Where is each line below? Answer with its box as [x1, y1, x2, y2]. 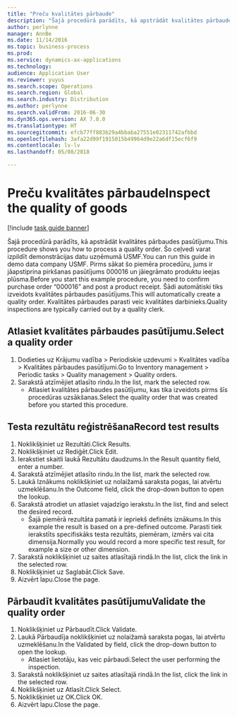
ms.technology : [7, 63, 52, 70]
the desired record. [17, 507, 74, 516]
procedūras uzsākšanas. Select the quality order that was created [28, 393, 218, 401]
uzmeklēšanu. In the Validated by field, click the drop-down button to [17, 640, 217, 649]
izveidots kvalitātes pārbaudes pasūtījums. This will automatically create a [7, 289, 221, 298]
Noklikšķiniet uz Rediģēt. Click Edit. [17, 447, 119, 456]
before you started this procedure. [28, 400, 128, 409]
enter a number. [17, 462, 64, 470]
